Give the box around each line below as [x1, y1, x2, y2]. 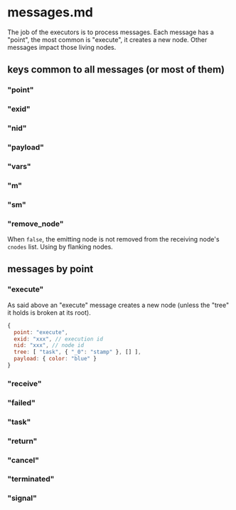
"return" [7, 436, 38, 446]
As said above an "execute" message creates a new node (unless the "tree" [7, 301, 230, 309]
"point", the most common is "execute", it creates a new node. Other [7, 35, 208, 43]
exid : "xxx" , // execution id [14, 335, 103, 343]
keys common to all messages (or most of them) [7, 63, 225, 76]
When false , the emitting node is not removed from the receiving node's [7, 235, 220, 244]
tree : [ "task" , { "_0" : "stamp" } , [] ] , [14, 348, 141, 356]
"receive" [7, 378, 42, 388]
